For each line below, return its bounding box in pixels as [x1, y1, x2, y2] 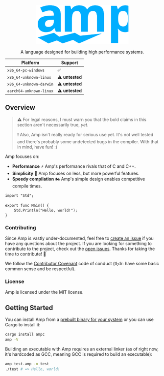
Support [61, 60, 78, 66]
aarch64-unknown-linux [7, 89, 54, 94]
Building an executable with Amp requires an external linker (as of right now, [5, 346, 159, 352]
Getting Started [5, 303, 53, 312]
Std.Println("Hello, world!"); [14, 208, 78, 213]
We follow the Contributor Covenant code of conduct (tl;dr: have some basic [5, 261, 159, 267]
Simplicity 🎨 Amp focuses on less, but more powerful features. [12, 170, 140, 176]
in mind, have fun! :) [17, 144, 58, 150]
